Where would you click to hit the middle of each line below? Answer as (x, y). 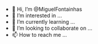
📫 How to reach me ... (39, 35)
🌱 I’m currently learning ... (43, 22)
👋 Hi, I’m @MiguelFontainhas (47, 9)
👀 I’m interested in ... (37, 15)
